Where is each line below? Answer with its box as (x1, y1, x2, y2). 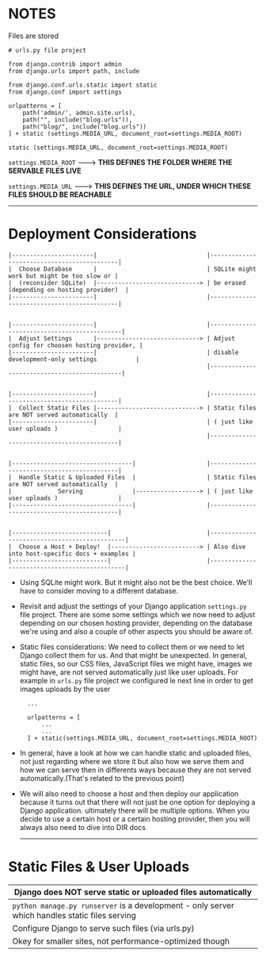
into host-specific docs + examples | (8, 549, 136, 558)
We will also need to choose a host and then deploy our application (19, 789, 239, 798)
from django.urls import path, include (8, 67, 140, 75)
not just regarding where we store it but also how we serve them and (19, 756, 244, 766)
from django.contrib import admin (8, 60, 123, 68)
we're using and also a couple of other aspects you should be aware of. (19, 626, 253, 636)
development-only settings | (8, 355, 140, 363)
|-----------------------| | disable (8, 348, 239, 356)
